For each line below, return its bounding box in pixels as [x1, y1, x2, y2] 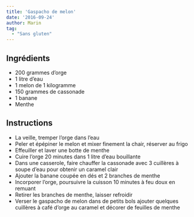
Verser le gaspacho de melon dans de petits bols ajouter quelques [14, 197, 178, 204]
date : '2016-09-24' [6, 14, 55, 20]
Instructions [6, 118, 53, 129]
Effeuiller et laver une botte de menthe [14, 146, 110, 154]
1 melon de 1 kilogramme [14, 81, 76, 88]
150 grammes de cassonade [14, 88, 85, 95]
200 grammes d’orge [14, 69, 67, 76]
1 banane [14, 94, 38, 102]
